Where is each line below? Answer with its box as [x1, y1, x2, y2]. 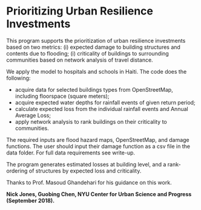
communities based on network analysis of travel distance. [6, 56, 153, 63]
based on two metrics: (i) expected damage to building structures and [6, 43, 180, 51]
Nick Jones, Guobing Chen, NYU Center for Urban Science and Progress [6, 190, 192, 197]
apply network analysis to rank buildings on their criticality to [15, 118, 168, 125]
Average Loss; [15, 112, 51, 119]
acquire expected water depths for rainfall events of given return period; [15, 98, 196, 106]
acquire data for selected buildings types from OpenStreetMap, [15, 86, 174, 93]
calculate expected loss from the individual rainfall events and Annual [15, 105, 189, 112]
